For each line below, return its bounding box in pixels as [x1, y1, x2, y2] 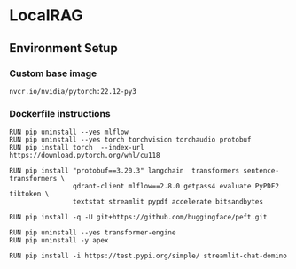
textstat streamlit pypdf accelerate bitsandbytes [72, 197, 264, 206]
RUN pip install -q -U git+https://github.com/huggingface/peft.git [9, 213, 268, 222]
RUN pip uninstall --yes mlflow [9, 127, 129, 137]
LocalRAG [9, 5, 83, 26]
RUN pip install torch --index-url [9, 143, 144, 152]
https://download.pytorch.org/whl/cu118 [9, 151, 161, 160]
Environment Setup [9, 41, 118, 56]
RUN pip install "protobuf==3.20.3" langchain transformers [9, 166, 240, 175]
